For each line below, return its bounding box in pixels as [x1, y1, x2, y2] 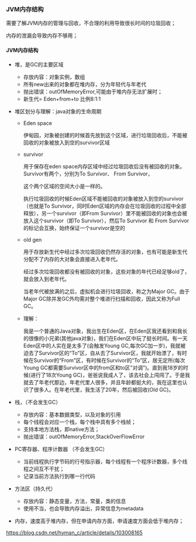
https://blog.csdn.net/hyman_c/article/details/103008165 [6, 529, 143, 536]
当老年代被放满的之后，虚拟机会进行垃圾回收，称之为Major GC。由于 [23, 287, 190, 294]
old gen [23, 236, 42, 243]
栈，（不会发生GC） [14, 398, 61, 405]
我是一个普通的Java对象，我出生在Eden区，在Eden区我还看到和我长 [23, 327, 188, 334]
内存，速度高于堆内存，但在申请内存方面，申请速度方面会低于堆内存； [14, 517, 184, 524]
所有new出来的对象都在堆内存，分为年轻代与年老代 [23, 80, 147, 87]
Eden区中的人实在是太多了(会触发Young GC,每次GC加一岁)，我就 [23, 342, 181, 349]
